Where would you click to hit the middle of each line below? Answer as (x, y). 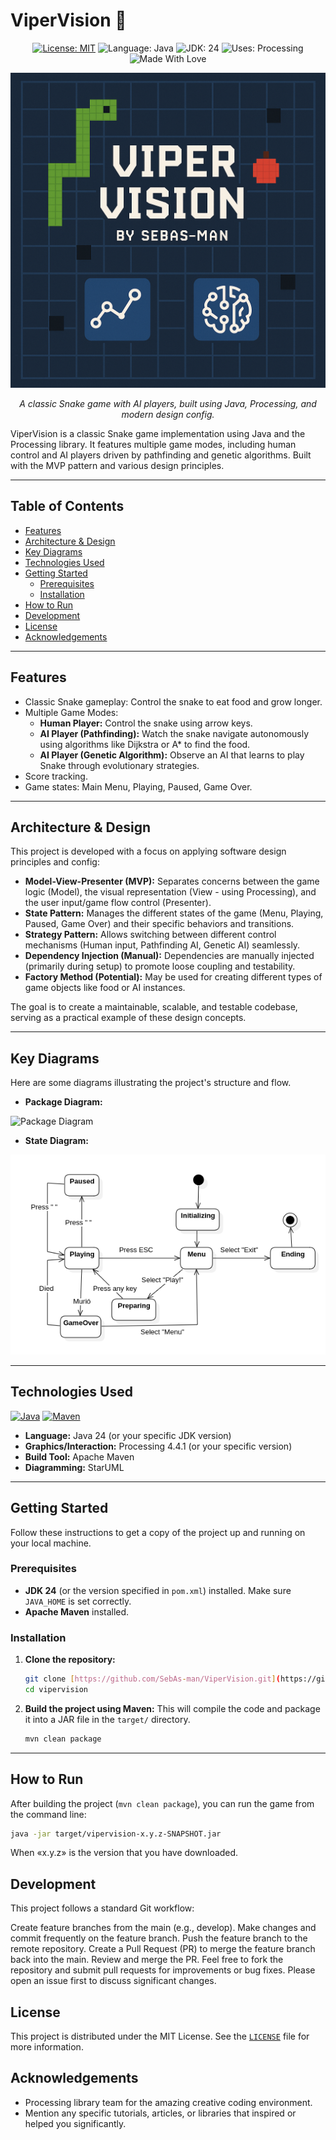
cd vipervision (56, 1689)
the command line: (48, 1814)
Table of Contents (67, 506)
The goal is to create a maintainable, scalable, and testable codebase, (154, 1007)
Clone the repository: (70, 1660)
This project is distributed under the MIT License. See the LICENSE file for (160, 2036)
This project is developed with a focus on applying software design (148, 851)
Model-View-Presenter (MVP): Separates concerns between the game (172, 881)
